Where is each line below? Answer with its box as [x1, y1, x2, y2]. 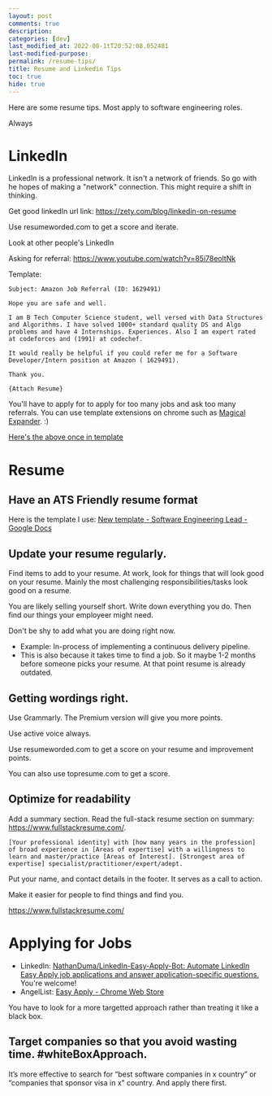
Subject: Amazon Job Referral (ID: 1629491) [8, 286, 162, 294]
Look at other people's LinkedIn [8, 238, 114, 248]
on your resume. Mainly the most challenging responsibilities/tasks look [8, 577, 248, 587]
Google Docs [8, 523, 53, 533]
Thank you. [8, 371, 45, 379]
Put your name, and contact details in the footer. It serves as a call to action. [8, 874, 263, 884]
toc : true [8, 72, 42, 81]
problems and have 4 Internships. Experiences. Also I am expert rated [8, 328, 256, 336]
